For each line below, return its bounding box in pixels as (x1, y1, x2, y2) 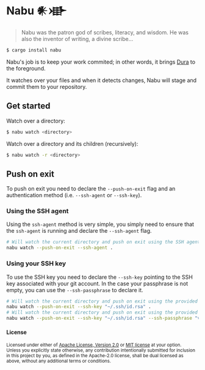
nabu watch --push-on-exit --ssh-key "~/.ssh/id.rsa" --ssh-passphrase (6, 315, 192, 322)
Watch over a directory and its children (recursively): (6, 140, 138, 147)
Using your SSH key (6, 259, 67, 268)
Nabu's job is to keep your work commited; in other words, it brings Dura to (6, 58, 196, 66)
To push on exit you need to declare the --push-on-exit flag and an (6, 185, 176, 192)
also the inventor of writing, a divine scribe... (21, 35, 134, 42)
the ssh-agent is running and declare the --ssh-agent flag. (6, 227, 152, 235)
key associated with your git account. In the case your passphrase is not (6, 279, 189, 287)
